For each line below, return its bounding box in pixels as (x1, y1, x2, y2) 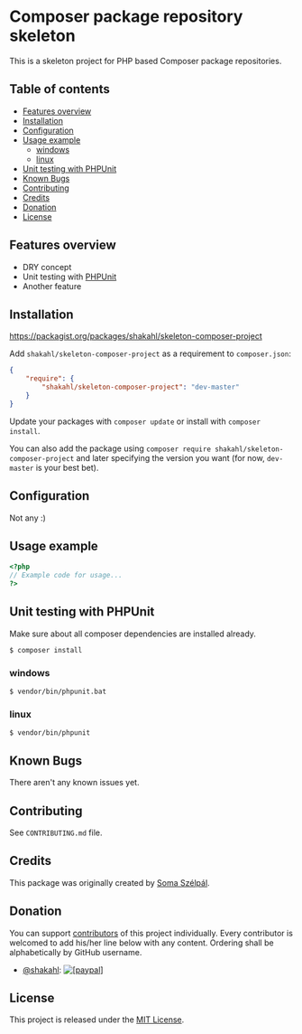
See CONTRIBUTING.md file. (9, 827, 103, 838)
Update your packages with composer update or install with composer (9, 416, 261, 427)
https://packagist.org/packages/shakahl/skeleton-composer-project (9, 331, 263, 342)
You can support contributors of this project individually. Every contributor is (9, 927, 293, 938)
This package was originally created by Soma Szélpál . (9, 877, 210, 888)
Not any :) (9, 512, 47, 523)
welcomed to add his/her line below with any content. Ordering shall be (9, 937, 274, 948)
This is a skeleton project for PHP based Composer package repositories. (9, 55, 282, 66)
